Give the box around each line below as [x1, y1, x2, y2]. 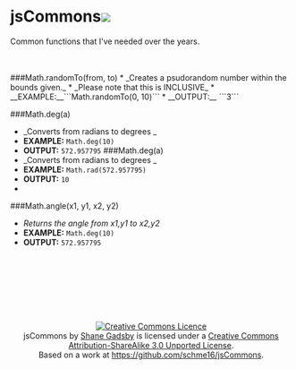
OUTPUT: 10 [22, 173, 70, 184]
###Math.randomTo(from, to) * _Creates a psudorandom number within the [10, 72, 287, 82]
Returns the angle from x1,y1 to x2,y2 [22, 218, 160, 228]
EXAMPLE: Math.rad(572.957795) [22, 164, 147, 175]
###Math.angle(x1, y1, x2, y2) [10, 200, 119, 211]
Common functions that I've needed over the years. [10, 36, 200, 47]
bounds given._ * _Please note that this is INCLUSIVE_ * [10, 82, 216, 92]
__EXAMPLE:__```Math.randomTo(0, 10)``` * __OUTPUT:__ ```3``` [10, 91, 240, 102]
